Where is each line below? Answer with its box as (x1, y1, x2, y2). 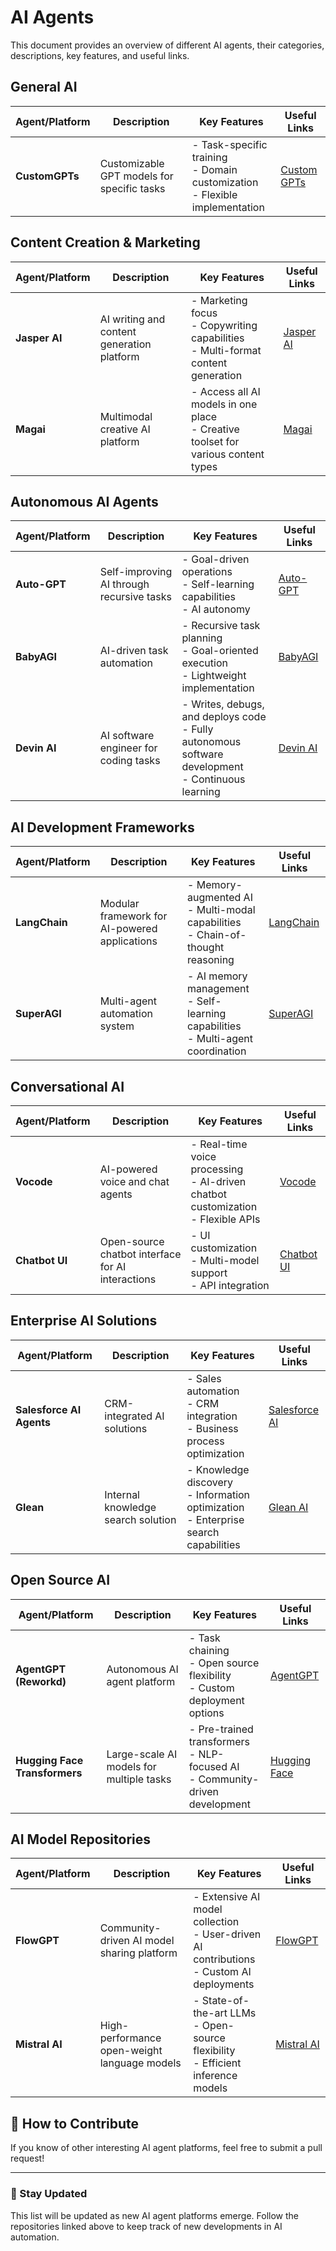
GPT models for (99, 169, 174, 183)
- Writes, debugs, (181, 697, 265, 711)
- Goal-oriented (181, 644, 259, 658)
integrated (104, 1409, 153, 1423)
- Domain (191, 162, 238, 176)
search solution (104, 1512, 177, 1526)
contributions (193, 1952, 256, 1966)
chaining (188, 1643, 230, 1657)
